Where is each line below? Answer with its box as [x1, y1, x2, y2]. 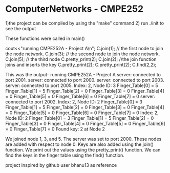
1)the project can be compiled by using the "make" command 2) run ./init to [5, 20, 164, 26]
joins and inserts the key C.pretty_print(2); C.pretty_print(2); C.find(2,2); [5, 61, 157, 68]
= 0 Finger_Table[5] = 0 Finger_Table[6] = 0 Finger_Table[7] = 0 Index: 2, [5, 110, 159, 116]
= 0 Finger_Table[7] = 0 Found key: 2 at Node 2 [5, 126, 105, 132]
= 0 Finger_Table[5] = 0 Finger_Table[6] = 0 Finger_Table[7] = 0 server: [5, 93, 155, 99]
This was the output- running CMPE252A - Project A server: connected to [5, 71, 161, 77]
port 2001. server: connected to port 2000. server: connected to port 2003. [5, 77, 165, 83]
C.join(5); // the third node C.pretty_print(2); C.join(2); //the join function [5, 56, 157, 62]
